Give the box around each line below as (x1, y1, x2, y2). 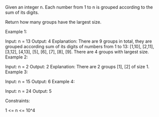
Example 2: (5, 54, 28, 60)
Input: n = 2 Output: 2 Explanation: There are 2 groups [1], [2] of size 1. (5, 64, 150, 69)
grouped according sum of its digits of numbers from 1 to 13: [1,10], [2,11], (5, 44, 155, 49)
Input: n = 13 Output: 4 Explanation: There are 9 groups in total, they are (5, 38, 153, 44)
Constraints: (5, 98, 30, 104)
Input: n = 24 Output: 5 (5, 88, 52, 94)
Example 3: (5, 69, 28, 75)
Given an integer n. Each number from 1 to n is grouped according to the (5, 4, 153, 10)
